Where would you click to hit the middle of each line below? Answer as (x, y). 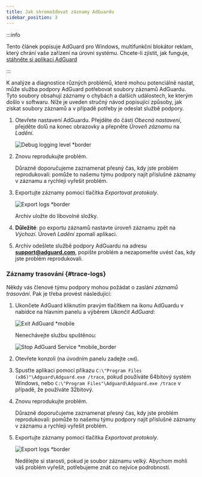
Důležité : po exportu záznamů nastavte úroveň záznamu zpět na (95, 228)
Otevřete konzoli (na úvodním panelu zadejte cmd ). (77, 358)
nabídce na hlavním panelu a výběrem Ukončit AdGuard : (85, 312)
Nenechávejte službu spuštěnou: (56, 335)
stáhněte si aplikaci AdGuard (42, 59)
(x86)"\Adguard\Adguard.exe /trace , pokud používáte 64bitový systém (103, 376)
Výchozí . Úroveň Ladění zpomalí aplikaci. (66, 234)
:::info (13, 34)
